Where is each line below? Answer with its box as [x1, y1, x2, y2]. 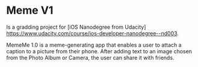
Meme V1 [6, 4, 54, 17]
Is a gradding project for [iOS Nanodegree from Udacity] [6, 23, 146, 31]
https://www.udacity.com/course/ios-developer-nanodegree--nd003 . [6, 29, 179, 36]
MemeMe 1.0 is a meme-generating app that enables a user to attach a [6, 41, 182, 48]
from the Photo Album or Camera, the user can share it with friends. [6, 54, 175, 61]
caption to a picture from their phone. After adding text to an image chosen [6, 47, 193, 54]
